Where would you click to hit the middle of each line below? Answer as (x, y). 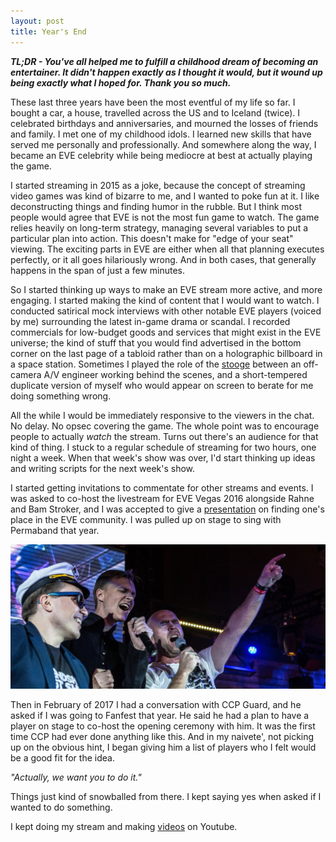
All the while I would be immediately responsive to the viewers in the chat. (162, 415)
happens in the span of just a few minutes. (97, 270)
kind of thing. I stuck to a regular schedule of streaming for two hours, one (163, 447)
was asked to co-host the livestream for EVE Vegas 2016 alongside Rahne (162, 498)
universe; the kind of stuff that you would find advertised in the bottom (156, 342)
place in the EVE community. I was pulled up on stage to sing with (146, 519)
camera (26, 374)
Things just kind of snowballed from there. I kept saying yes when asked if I (166, 797)
